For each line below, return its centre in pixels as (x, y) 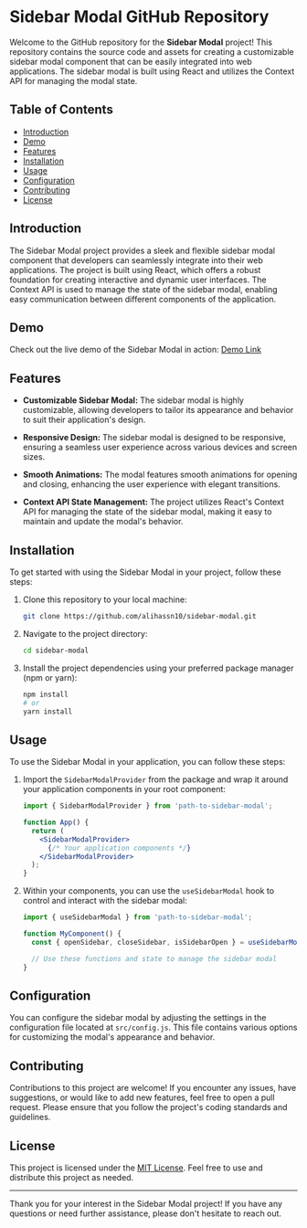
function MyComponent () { (72, 934)
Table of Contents (62, 110)
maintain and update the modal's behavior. (103, 522)
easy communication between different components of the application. (143, 299)
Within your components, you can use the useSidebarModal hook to (148, 891)
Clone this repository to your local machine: (105, 599)
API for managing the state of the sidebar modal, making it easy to (147, 512)
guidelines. (30, 1117)
